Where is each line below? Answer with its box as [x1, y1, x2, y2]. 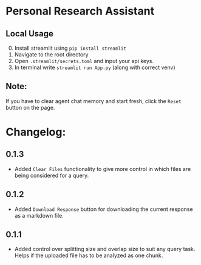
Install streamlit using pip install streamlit [14, 44, 127, 52]
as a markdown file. [14, 212, 64, 219]
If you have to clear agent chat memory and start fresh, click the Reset [5, 97, 182, 104]
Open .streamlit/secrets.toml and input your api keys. [14, 58, 154, 64]
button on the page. [5, 104, 55, 111]
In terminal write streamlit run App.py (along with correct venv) [14, 64, 175, 71]
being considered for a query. [14, 172, 89, 179]
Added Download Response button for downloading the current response [14, 205, 193, 213]
